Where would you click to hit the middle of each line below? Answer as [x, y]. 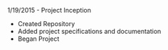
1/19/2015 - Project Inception [49, 10]
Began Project [38, 39]
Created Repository [46, 24]
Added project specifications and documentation [89, 31]
